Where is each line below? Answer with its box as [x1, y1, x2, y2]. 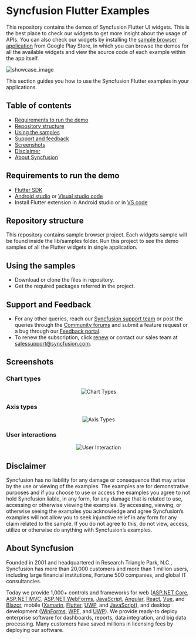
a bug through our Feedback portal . [14, 327, 101, 334]
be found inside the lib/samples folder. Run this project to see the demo [6, 238, 179, 245]
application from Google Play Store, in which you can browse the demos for [6, 42, 189, 49]
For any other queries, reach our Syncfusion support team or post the [14, 315, 183, 322]
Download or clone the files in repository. [14, 276, 114, 283]
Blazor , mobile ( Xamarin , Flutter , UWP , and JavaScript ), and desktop [6, 601, 171, 608]
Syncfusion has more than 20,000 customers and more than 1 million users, [6, 565, 189, 572]
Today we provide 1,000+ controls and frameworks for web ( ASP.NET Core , [6, 589, 189, 596]
